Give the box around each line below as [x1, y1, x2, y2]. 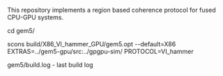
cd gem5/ [7, 27, 35, 35]
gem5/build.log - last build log [7, 61, 93, 68]
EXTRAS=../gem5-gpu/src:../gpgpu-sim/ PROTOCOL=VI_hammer [7, 48, 194, 55]
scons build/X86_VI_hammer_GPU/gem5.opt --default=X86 [7, 40, 176, 48]
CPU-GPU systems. [7, 13, 64, 21]
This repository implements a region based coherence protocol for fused [7, 6, 216, 14]
